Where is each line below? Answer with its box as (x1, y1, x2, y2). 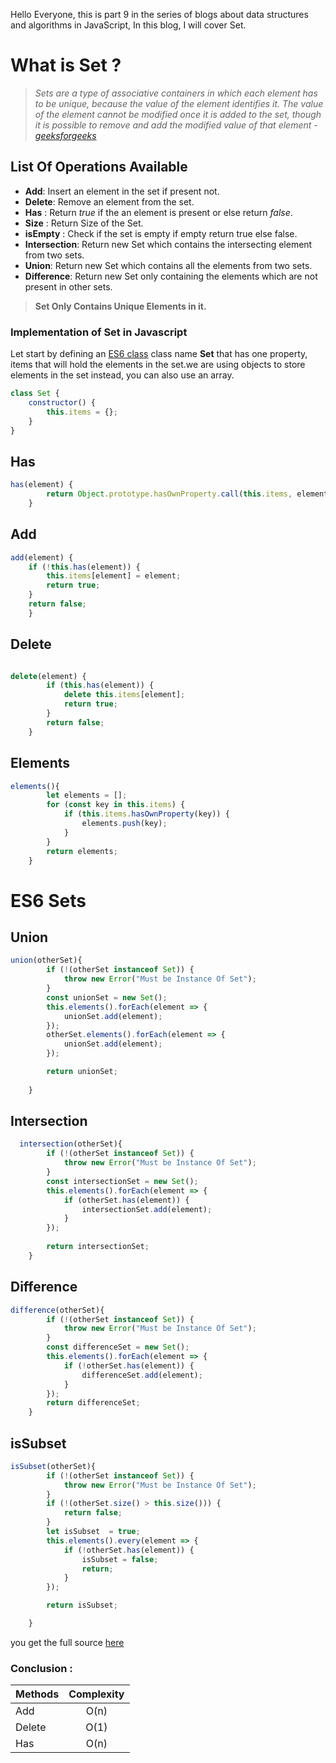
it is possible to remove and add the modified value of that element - (34, 119, 318, 131)
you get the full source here (10, 1636, 125, 1648)
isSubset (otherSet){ (10, 1461, 97, 1471)
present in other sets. (24, 280, 113, 293)
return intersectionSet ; (46, 1242, 150, 1252)
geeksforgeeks (34, 129, 97, 141)
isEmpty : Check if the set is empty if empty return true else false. (24, 227, 298, 239)
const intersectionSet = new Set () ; (46, 1176, 199, 1186)
